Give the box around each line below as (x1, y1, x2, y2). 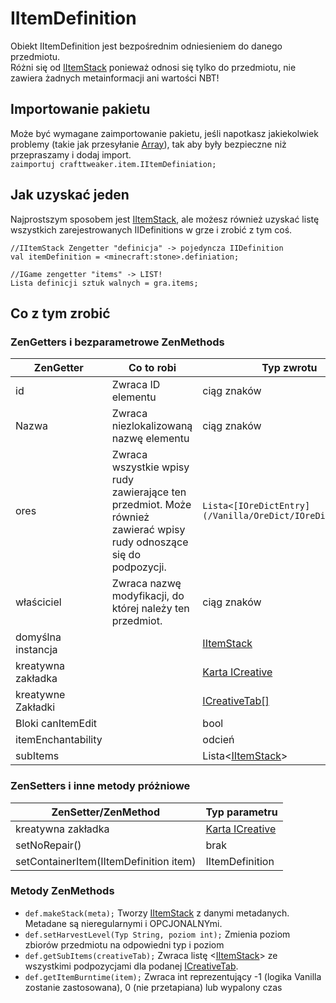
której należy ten (111, 602, 190, 616)
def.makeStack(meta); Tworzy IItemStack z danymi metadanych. (24, 907, 290, 919)
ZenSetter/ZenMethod (51, 805, 160, 819)
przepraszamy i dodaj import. (10, 148, 132, 161)
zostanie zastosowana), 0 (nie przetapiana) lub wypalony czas (24, 981, 283, 993)
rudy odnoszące (111, 535, 189, 549)
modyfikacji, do (111, 589, 185, 603)
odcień (202, 733, 235, 747)
